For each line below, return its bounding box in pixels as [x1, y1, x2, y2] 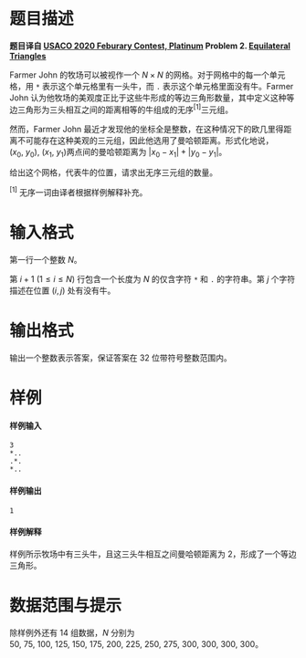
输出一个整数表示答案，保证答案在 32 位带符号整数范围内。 [9, 352, 233, 363]
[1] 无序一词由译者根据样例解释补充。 [9, 185, 148, 198]
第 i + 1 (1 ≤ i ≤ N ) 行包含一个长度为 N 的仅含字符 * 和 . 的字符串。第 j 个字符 [9, 273, 296, 284]
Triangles [9, 50, 47, 61]
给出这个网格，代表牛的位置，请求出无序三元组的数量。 [9, 167, 217, 178]
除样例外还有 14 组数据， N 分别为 [9, 627, 135, 638]
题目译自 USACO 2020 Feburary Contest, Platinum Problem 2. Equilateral [9, 40, 290, 51]
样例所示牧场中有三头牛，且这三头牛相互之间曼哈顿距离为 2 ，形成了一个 [9, 548, 281, 559]
